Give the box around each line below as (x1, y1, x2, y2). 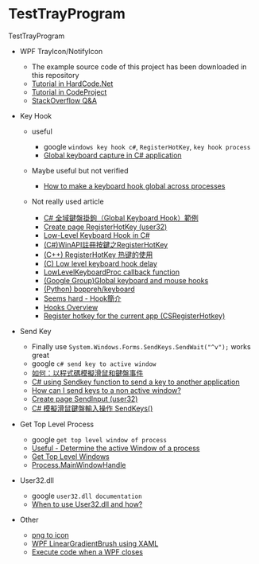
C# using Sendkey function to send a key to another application (31, 377, 240, 387)
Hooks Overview (43, 302, 99, 312)
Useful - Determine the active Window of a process (31, 443, 200, 453)
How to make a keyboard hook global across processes (43, 181, 226, 191)
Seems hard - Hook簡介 (43, 294, 122, 303)
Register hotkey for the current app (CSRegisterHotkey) (43, 311, 226, 321)
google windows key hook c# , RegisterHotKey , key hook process (43, 142, 251, 151)
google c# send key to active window (31, 359, 157, 368)
